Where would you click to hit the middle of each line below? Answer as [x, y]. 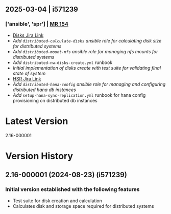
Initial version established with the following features [72, 189]
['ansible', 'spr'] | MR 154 [37, 24]
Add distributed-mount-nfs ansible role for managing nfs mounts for [85, 51]
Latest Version [37, 121]
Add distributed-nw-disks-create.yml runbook [63, 62]
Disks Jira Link [28, 35]
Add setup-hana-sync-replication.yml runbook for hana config [79, 95]
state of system [29, 73]
